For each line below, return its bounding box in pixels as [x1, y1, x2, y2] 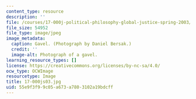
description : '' [6, 14, 45, 20]
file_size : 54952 [6, 24, 48, 31]
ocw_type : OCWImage [6, 68, 54, 74]
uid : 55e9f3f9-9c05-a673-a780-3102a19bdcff [6, 84, 114, 90]
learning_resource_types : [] [6, 57, 77, 63]
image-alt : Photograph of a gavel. [11, 52, 98, 58]
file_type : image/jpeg [6, 30, 61, 36]
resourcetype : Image [6, 73, 57, 79]
